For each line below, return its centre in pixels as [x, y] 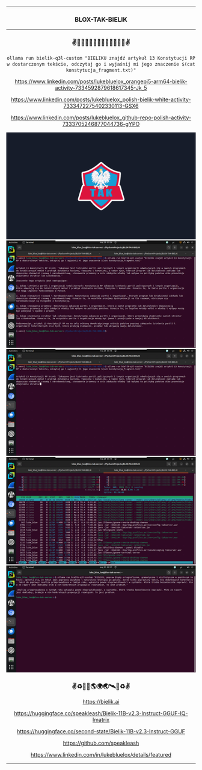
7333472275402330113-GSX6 [101, 105]
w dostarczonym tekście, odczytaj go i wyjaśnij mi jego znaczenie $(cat [101, 64]
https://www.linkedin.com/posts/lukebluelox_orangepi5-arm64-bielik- [101, 81]
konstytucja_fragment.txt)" [101, 70]
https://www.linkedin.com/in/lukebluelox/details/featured [101, 755]
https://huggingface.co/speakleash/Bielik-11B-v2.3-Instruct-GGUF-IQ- [101, 713]
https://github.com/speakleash [101, 743]
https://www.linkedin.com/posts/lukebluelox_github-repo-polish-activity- [101, 117]
